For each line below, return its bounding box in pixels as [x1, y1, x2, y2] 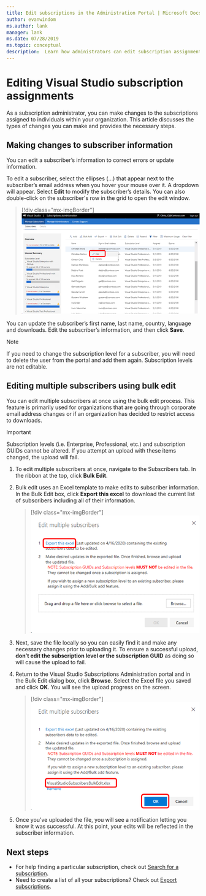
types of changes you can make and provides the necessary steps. [6, 122, 176, 129]
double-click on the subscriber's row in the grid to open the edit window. [6, 194, 190, 202]
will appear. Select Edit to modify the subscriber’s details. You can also [6, 188, 186, 195]
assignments [6, 89, 74, 103]
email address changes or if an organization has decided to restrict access [6, 410, 195, 417]
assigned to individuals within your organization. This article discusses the [6, 115, 194, 123]
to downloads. [6, 416, 42, 424]
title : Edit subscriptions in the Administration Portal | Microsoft [6, 10, 188, 16]
